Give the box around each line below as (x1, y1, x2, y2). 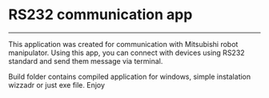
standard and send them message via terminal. (8, 56, 163, 65)
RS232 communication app (8, 6, 193, 24)
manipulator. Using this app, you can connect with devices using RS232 (8, 48, 246, 57)
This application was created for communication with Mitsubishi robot (8, 39, 239, 49)
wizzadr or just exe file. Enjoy (8, 80, 106, 89)
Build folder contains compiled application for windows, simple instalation (8, 72, 251, 81)
